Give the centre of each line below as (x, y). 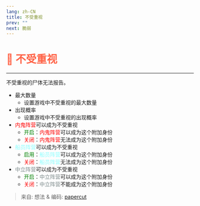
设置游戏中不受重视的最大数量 (60, 103)
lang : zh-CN (21, 12)
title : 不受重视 (24, 17)
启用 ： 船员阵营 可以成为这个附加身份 (68, 154)
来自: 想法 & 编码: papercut (54, 197)
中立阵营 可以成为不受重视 (46, 169)
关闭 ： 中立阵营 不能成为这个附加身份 (68, 184)
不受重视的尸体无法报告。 (37, 83)
